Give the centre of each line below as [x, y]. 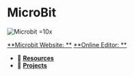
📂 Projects [32, 65]
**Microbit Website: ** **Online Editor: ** [67, 45]
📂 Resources [36, 58]
